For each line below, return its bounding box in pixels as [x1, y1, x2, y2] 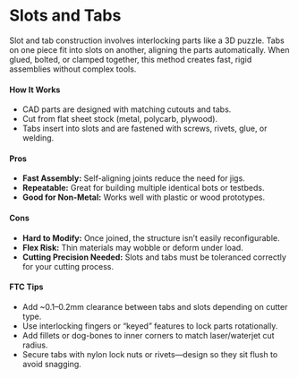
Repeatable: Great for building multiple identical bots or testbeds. [21, 183, 265, 193]
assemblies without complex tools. [9, 64, 137, 74]
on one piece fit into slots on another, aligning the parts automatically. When [9, 44, 290, 55]
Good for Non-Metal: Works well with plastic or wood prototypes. [21, 192, 266, 202]
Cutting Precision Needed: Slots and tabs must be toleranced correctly [21, 252, 286, 262]
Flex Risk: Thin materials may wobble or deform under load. [21, 242, 243, 253]
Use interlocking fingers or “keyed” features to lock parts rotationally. [21, 320, 278, 331]
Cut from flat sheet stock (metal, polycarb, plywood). [21, 114, 217, 125]
